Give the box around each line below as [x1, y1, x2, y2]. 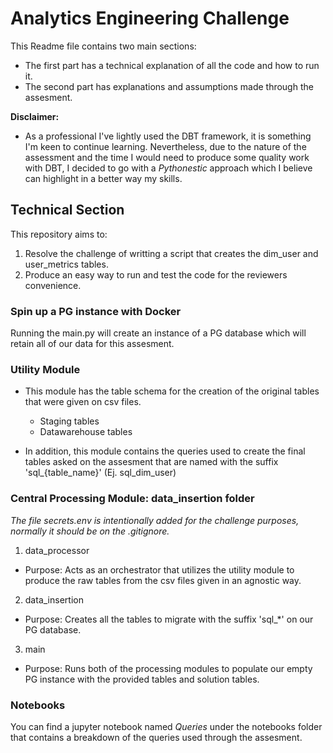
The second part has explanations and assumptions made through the [24, 80, 314, 92]
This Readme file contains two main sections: [10, 40, 197, 52]
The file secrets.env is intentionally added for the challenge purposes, [10, 514, 300, 526]
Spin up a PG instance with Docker [10, 304, 182, 318]
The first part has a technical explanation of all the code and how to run [24, 59, 320, 71]
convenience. [24, 279, 82, 291]
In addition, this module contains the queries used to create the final [24, 445, 306, 457]
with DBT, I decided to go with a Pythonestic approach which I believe [24, 162, 313, 174]
